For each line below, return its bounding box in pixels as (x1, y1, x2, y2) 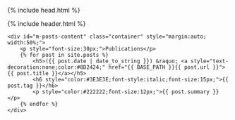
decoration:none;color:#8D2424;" (7, 64, 106, 71)
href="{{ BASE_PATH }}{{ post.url (108, 64, 210, 71)
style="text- (190, 58, 229, 65)
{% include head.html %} (7, 6, 80, 14)
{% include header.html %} (7, 20, 86, 27)
